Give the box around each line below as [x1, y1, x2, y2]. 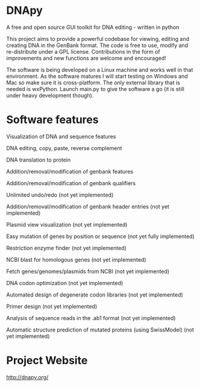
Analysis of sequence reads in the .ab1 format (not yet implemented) [6, 314, 176, 321]
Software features [6, 113, 99, 127]
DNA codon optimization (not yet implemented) [6, 279, 123, 286]
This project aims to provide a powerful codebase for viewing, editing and [6, 35, 190, 42]
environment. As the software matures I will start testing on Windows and [6, 72, 188, 80]
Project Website [6, 354, 88, 368]
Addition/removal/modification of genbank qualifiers [6, 179, 136, 187]
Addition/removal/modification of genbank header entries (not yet [6, 203, 170, 210]
